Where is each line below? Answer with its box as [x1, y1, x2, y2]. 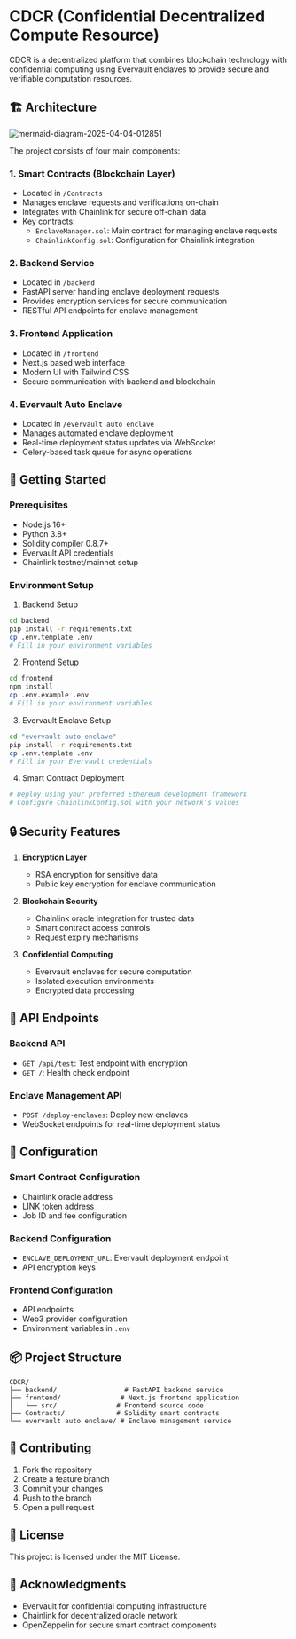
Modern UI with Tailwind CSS [21, 366, 129, 377]
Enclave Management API [9, 1089, 122, 1101]
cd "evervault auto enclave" [9, 732, 117, 741]
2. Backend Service [9, 256, 95, 269]
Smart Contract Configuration [9, 1171, 141, 1184]
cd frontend [9, 674, 53, 683]
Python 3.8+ [21, 528, 68, 539]
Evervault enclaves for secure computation [35, 965, 192, 977]
